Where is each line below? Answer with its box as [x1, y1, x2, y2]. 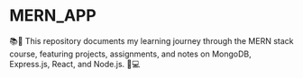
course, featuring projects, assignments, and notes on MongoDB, [9, 48, 252, 59]
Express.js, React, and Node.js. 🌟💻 [9, 58, 141, 69]
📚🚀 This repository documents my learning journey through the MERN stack [9, 35, 295, 46]
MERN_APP [9, 5, 96, 26]
